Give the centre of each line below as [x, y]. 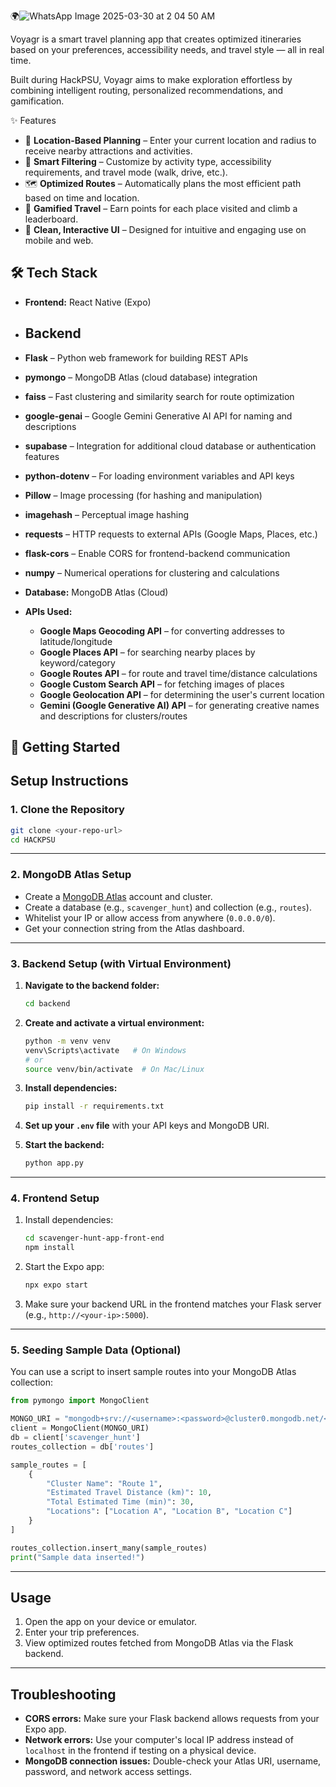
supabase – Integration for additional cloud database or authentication [170, 446]
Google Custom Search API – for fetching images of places [162, 684]
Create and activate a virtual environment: [114, 1022]
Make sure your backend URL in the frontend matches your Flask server [173, 1304]
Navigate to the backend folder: [92, 986]
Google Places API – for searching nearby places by [147, 652]
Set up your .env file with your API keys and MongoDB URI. [147, 1126]
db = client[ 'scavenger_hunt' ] [75, 1438]
